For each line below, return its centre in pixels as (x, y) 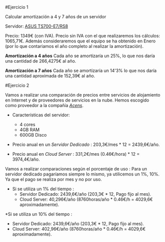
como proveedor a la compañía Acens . (44, 105)
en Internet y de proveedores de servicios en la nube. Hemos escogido (77, 100)
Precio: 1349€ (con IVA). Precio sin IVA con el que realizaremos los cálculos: (82, 36)
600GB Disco (33, 135)
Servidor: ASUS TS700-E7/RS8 (36, 26)
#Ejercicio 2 (17, 85)
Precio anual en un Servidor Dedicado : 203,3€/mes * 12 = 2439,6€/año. (86, 144)
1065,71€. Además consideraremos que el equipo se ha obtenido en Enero (81, 41)
